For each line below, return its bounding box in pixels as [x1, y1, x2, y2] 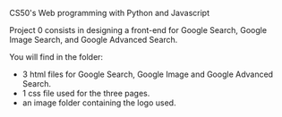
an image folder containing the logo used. [21, 97, 176, 108]
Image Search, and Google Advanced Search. [9, 35, 178, 45]
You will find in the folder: [9, 52, 104, 62]
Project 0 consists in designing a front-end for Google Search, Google [9, 25, 267, 35]
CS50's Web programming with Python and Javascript [9, 8, 210, 18]
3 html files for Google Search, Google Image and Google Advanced [21, 69, 274, 79]
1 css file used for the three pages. [21, 88, 150, 98]
